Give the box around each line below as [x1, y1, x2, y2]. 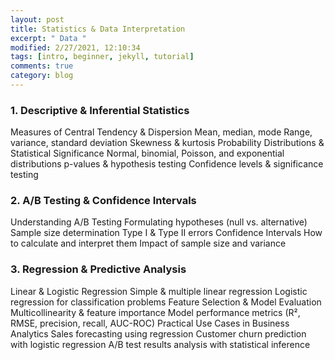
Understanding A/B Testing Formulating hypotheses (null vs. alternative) [10, 216, 308, 228]
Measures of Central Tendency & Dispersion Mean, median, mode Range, [10, 126, 313, 138]
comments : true [10, 61, 74, 71]
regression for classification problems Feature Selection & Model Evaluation [10, 296, 322, 308]
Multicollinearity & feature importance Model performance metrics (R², [10, 306, 301, 318]
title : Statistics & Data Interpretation [10, 24, 186, 34]
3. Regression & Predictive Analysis [10, 262, 187, 276]
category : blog [10, 71, 74, 81]
